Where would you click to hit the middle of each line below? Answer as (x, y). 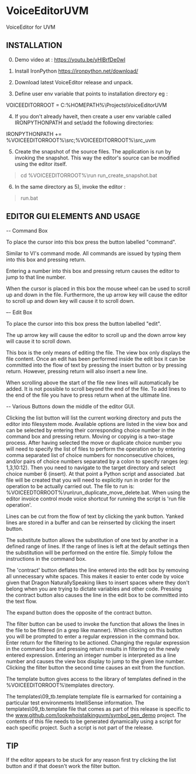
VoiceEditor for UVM (31, 27)
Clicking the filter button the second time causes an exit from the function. (96, 667)
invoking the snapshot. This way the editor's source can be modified (97, 158)
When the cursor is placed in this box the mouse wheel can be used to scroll (98, 288)
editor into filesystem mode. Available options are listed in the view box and (97, 424)
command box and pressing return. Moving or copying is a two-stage (90, 436)
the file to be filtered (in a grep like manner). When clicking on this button (94, 630)
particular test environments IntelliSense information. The (75, 703)
